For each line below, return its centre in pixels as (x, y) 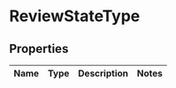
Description (103, 73)
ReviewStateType (75, 16)
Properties (39, 49)
